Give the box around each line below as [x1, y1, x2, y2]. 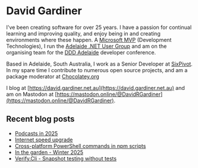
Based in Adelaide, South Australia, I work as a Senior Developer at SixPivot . [6, 60, 193, 67]
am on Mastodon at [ [6, 91, 58, 98]
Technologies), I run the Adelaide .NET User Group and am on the [6, 43, 167, 50]
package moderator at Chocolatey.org [6, 73, 99, 80]
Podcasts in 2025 [14, 130, 58, 137]
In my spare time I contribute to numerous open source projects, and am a [6, 66, 188, 73]
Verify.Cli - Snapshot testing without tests [14, 155, 117, 162]
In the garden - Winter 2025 [14, 148, 84, 156]
